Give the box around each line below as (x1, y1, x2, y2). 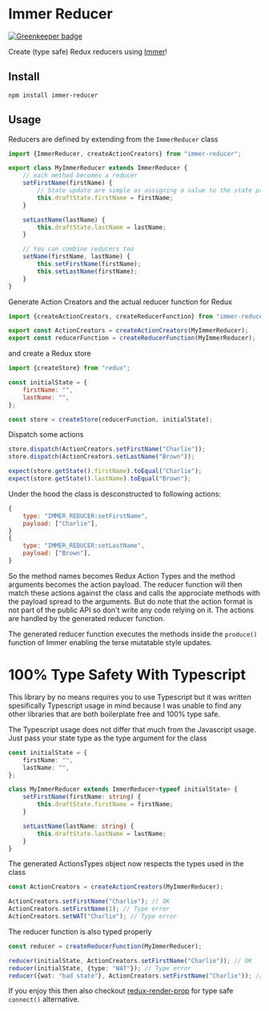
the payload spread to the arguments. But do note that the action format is (8, 596, 253, 606)
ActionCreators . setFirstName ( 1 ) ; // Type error (8, 905, 171, 913)
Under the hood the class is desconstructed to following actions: (8, 489, 222, 499)
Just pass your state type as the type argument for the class (8, 733, 207, 743)
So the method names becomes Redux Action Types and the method (8, 571, 235, 580)
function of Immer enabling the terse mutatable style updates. (8, 637, 212, 647)
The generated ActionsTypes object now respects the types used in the (8, 859, 244, 869)
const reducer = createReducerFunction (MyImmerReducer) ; (8, 942, 203, 950)
